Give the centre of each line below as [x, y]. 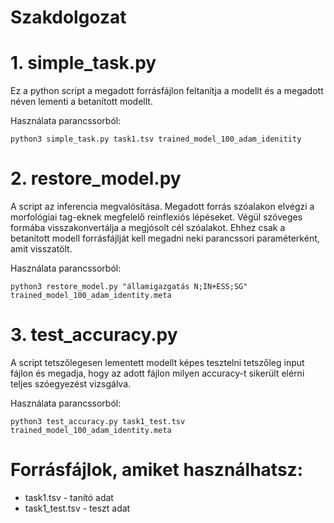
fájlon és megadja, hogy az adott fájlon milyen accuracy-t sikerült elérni [157, 373]
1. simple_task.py [83, 63]
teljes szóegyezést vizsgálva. [71, 384]
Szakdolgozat [68, 17]
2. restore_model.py [96, 178]
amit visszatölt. [41, 249]
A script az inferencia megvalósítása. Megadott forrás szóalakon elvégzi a [162, 207]
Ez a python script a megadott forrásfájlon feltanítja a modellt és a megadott [167, 91]
